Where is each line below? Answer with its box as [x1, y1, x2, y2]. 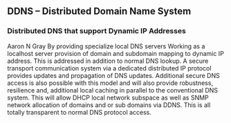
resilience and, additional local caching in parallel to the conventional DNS [7, 86, 219, 94]
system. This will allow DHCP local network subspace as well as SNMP [7, 93, 209, 102]
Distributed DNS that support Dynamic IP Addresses [7, 26, 187, 36]
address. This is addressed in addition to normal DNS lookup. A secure [7, 57, 209, 65]
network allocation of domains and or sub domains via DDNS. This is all [7, 100, 211, 109]
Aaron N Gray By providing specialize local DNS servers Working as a [7, 41, 205, 50]
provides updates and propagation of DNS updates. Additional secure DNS [7, 71, 220, 79]
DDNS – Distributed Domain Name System [7, 6, 192, 17]
